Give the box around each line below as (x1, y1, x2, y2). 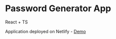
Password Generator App (5, 3, 112, 14)
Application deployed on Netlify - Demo (5, 28, 86, 34)
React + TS (5, 19, 28, 25)
